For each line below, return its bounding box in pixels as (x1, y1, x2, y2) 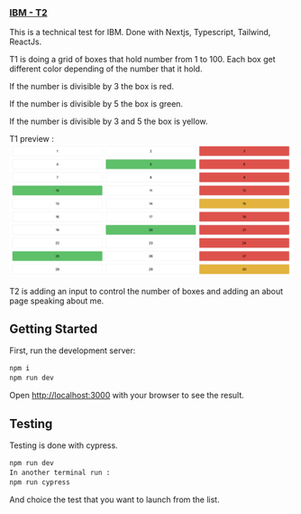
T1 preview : (9, 134, 54, 145)
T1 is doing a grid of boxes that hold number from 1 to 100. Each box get (9, 54, 277, 65)
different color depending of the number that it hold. (9, 63, 203, 74)
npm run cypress (9, 477, 70, 487)
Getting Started (9, 321, 98, 336)
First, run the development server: (9, 345, 136, 356)
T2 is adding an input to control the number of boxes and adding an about (9, 285, 284, 296)
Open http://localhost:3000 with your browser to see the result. (9, 390, 245, 401)
